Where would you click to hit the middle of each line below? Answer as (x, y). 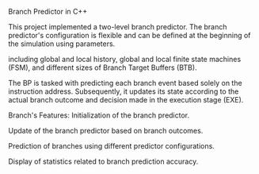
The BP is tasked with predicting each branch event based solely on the (126, 83)
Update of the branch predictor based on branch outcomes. (106, 131)
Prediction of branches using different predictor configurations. (112, 146)
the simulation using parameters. (62, 44)
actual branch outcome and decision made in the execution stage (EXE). (126, 100)
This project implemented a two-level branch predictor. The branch (118, 27)
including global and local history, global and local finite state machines (125, 59)
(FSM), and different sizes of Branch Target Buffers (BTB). (103, 68)
